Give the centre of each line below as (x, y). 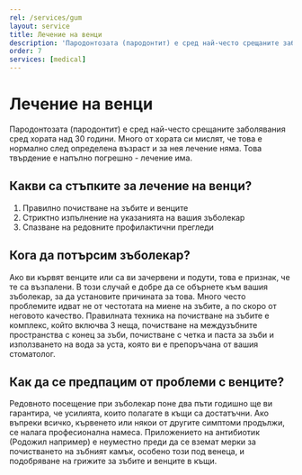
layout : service (40, 26)
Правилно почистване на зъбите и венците (105, 207)
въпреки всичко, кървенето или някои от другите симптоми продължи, (147, 423)
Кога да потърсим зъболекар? (100, 256)
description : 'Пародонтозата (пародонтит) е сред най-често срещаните (144, 43)
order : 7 (26, 51)
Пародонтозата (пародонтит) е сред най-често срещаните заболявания (147, 129)
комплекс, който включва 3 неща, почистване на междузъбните (133, 324)
